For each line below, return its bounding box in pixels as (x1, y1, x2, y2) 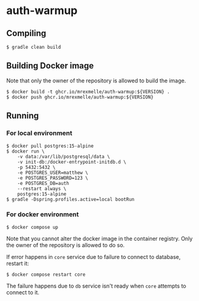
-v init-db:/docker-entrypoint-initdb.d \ (17, 159, 127, 165)
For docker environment (6, 210, 79, 219)
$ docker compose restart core (6, 271, 86, 278)
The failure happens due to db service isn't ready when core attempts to (6, 282, 187, 289)
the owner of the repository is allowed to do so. (6, 241, 125, 248)
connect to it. (6, 288, 40, 296)
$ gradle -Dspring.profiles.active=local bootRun (6, 196, 135, 202)
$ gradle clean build (6, 44, 61, 50)
